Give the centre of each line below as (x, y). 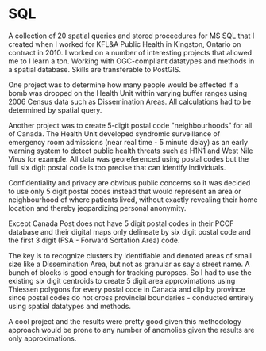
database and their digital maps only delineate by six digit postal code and (130, 231)
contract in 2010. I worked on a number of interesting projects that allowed (130, 52)
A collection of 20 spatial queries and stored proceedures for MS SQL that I (131, 36)
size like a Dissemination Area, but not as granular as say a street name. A (129, 264)
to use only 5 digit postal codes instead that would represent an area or (125, 191)
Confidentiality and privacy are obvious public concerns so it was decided (129, 182)
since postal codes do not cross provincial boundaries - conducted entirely (131, 297)
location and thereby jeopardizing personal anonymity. (97, 208)
